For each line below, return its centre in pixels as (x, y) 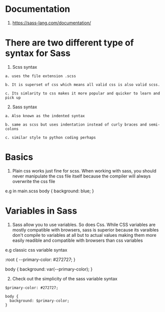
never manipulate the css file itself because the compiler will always (82, 176)
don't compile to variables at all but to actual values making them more (84, 235)
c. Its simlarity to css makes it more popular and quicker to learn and (83, 93)
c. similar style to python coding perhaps (51, 137)
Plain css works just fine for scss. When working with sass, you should (84, 171)
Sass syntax (25, 107)
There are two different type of (70, 43)
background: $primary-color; (40, 301)
